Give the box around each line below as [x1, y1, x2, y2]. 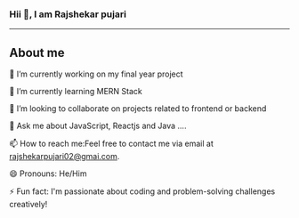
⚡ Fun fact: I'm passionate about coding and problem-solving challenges [9, 186, 276, 197]
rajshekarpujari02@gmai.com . [9, 151, 120, 162]
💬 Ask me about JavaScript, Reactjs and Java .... [9, 120, 187, 132]
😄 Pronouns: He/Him [9, 168, 87, 179]
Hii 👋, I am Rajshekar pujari [9, 8, 127, 20]
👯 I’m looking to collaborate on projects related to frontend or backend [9, 103, 267, 114]
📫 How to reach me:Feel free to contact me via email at [9, 138, 214, 149]
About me [9, 44, 65, 61]
